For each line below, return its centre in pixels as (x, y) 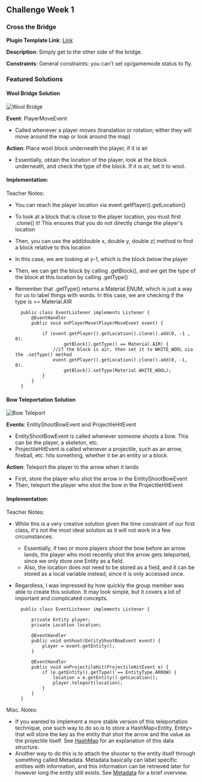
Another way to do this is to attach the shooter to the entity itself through (105, 754)
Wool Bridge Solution (33, 93)
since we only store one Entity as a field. (74, 561)
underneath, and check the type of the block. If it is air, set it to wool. (100, 166)
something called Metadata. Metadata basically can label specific (96, 760)
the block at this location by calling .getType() (71, 277)
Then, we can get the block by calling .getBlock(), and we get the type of (105, 271)
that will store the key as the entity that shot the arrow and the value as (103, 734)
